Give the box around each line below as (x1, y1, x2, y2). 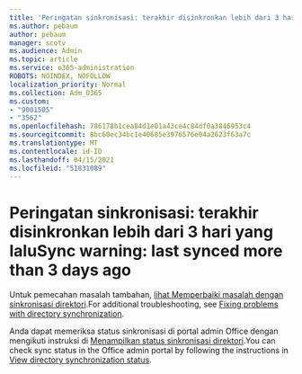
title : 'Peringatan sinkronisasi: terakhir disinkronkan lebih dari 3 (9, 13, 280, 22)
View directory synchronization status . (9, 354, 152, 365)
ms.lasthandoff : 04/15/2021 (9, 155, 115, 165)
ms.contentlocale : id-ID (9, 147, 102, 156)
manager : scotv (9, 38, 67, 48)
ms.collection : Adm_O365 (9, 88, 102, 97)
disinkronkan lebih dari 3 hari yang (9, 221, 274, 242)
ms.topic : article (9, 55, 78, 64)
